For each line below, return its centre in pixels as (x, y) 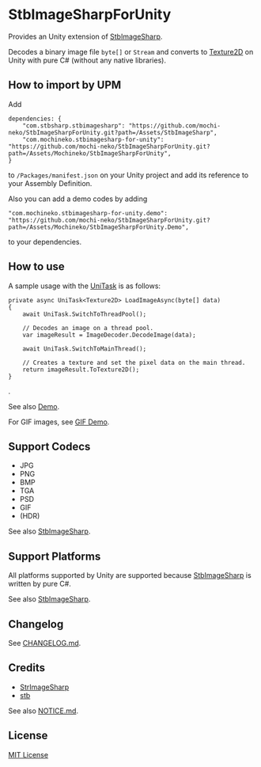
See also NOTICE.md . (43, 711)
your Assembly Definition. (50, 183)
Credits (27, 668)
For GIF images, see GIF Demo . (59, 422)
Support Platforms (55, 556)
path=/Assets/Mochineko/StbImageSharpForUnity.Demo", (99, 227)
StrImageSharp (44, 687)
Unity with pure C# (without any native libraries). (87, 60)
